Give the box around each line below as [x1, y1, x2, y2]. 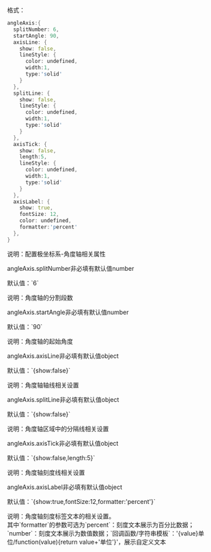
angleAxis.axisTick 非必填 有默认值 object [7, 439, 119, 447]
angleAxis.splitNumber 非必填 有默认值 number [7, 264, 135, 272]
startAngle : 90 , [13, 32, 59, 39]
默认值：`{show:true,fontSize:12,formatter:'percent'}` [7, 497, 156, 505]
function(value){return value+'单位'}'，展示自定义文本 [15, 538, 166, 546]
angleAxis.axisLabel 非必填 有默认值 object [7, 483, 123, 491]
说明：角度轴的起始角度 [7, 337, 73, 345]
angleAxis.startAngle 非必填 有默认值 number [7, 308, 129, 316]
